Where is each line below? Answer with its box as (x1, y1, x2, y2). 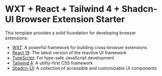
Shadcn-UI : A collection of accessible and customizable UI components (12, 65, 157, 71)
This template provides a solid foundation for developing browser (5, 30, 137, 36)
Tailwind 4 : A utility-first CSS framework (12, 60, 93, 66)
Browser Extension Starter (15, 14, 125, 25)
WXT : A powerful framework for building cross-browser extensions (12, 44, 147, 50)
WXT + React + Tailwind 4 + (5, 3, 120, 15)
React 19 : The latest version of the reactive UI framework (12, 50, 127, 56)
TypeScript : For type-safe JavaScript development (12, 55, 114, 60)
